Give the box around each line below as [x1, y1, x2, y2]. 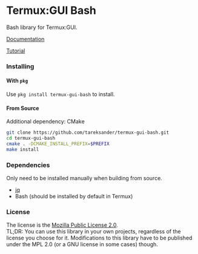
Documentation [6, 35, 45, 42]
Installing [6, 62, 35, 70]
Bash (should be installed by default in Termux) [15, 193, 133, 200]
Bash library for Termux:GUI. [6, 24, 78, 31]
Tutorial [6, 47, 25, 54]
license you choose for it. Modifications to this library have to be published [6, 234, 193, 242]
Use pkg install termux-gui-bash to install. [6, 91, 115, 98]
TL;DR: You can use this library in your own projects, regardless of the [6, 228, 181, 235]
